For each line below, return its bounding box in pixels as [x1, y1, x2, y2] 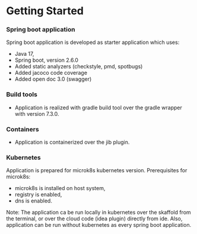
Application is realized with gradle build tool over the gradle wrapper [14, 104, 182, 111]
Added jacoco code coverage [14, 69, 88, 77]
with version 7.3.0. [14, 110, 59, 117]
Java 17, [14, 50, 34, 58]
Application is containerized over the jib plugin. [14, 138, 130, 146]
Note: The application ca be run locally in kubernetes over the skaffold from [6, 209, 191, 216]
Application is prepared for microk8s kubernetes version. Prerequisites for [6, 167, 188, 174]
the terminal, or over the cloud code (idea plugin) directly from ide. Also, [6, 215, 183, 222]
